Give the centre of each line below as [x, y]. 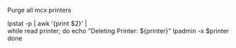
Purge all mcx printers [39, 10]
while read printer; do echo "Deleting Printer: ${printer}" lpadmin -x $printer [118, 31]
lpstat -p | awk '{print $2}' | [47, 23]
